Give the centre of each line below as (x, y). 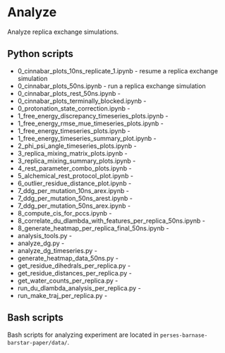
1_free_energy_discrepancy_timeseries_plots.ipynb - (93, 116)
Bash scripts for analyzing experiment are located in (83, 335)
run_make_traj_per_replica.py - (62, 295)
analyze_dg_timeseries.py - (57, 250)
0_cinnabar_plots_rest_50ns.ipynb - (69, 93)
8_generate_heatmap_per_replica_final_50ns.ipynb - (93, 228)
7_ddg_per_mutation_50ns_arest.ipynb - (75, 198)
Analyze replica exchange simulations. (63, 32)
